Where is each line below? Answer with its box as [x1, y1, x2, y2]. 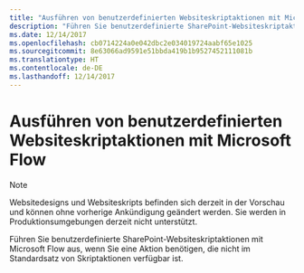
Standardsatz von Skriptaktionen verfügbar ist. [9, 252, 184, 263]
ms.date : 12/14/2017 [9, 30, 88, 39]
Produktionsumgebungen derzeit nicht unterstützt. [9, 216, 197, 227]
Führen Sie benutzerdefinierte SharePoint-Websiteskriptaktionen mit [9, 233, 264, 244]
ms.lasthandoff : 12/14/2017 [9, 72, 116, 81]
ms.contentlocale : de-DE [9, 64, 103, 73]
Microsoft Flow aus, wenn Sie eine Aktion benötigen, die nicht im [9, 243, 251, 254]
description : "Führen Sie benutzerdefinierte [9, 22, 184, 31]
